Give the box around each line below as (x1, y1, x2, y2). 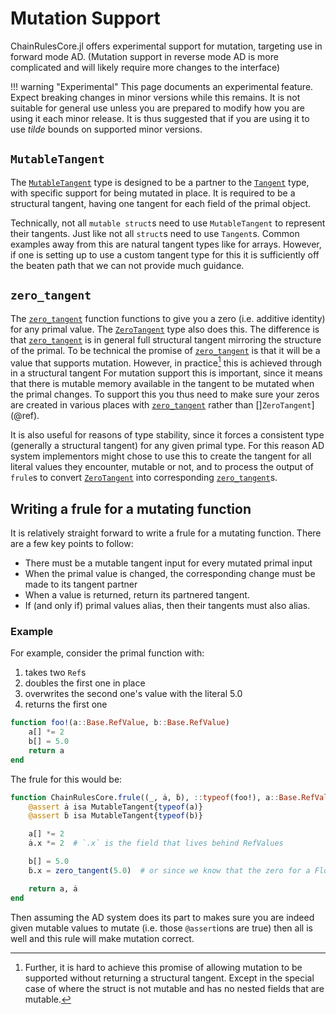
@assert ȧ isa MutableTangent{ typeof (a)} (28, 802, 203, 812)
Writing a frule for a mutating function (10, 500, 252, 517)
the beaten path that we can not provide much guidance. (10, 259, 245, 271)
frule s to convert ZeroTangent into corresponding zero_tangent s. (10, 472, 278, 484)
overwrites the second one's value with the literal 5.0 (24, 688, 243, 700)
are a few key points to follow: (10, 538, 134, 550)
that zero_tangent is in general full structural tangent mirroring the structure (10, 333, 322, 346)
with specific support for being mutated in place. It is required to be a (10, 187, 296, 199)
